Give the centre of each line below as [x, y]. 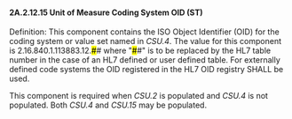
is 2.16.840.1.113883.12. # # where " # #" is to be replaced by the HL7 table [140, 51]
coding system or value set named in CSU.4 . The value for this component [146, 41]
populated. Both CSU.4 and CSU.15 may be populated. [108, 105]
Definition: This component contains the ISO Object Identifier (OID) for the [144, 32]
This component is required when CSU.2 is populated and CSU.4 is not [139, 96]
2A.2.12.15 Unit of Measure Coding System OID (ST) [106, 12]
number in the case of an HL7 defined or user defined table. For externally [145, 60]
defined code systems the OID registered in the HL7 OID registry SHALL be [146, 70]
